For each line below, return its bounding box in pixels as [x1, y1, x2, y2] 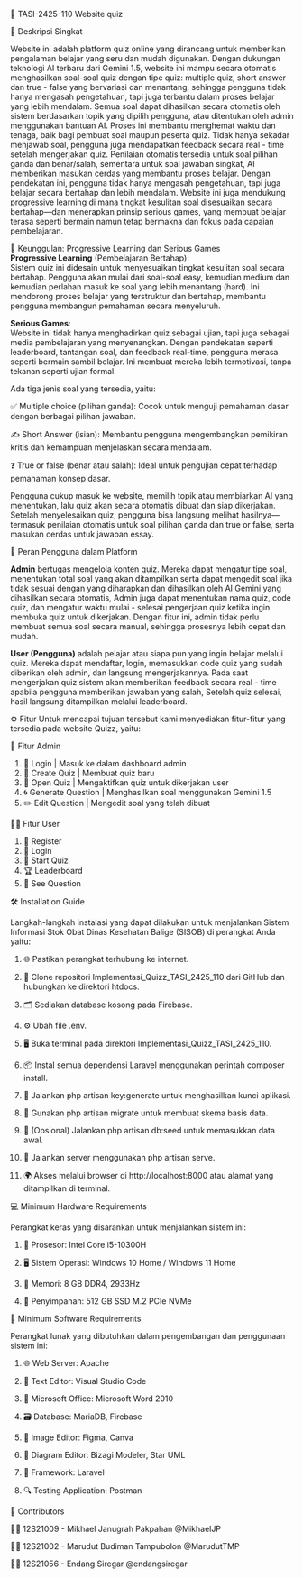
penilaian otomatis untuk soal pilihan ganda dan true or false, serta [47, 519, 295, 529]
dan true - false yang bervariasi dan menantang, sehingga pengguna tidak [10, 82, 287, 92]
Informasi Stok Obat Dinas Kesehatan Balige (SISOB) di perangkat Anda [10, 927, 276, 937]
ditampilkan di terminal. [23, 1183, 111, 1194]
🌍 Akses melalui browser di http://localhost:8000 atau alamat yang [23, 1170, 274, 1180]
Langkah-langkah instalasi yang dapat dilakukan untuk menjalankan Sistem [10, 917, 289, 928]
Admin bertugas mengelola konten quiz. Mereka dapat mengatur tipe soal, [10, 564, 288, 574]
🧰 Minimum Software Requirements [10, 1313, 142, 1324]
